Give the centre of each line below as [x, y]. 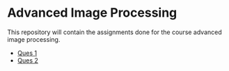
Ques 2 [27, 60]
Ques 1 [27, 53]
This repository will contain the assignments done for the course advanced [115, 32]
